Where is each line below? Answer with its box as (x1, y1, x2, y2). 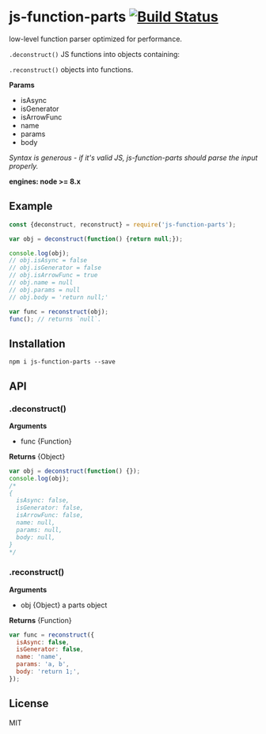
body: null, (16, 533, 56, 542)
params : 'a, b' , (16, 660, 70, 668)
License (9, 697, 49, 710)
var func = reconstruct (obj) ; (9, 307, 109, 316)
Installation (9, 337, 66, 350)
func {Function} (20, 436, 72, 446)
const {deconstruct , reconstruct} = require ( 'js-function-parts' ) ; (9, 220, 237, 229)
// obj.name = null (9, 279, 74, 287)
